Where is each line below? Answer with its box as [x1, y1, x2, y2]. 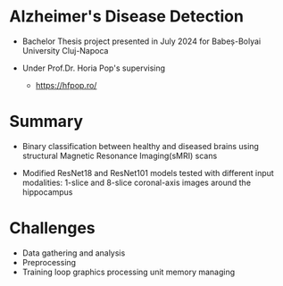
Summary [9, 112, 83, 131]
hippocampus [21, 186, 73, 198]
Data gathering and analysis [21, 248, 126, 258]
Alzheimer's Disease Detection [9, 6, 244, 27]
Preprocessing [21, 257, 77, 267]
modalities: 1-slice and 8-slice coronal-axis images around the [21, 177, 252, 188]
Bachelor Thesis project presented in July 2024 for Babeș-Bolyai [21, 36, 262, 46]
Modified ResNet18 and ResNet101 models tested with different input [21, 167, 274, 178]
